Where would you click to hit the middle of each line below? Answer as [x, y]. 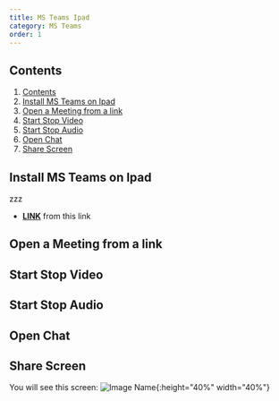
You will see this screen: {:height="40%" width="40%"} [140, 388]
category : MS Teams [46, 26]
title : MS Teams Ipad [50, 17]
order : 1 [25, 34]
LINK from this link [56, 216]
